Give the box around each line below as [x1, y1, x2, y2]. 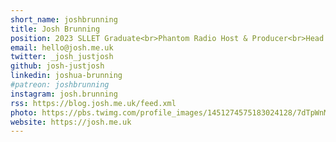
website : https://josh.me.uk [10, 117, 132, 127]
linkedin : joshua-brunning [10, 71, 123, 81]
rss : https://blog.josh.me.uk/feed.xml [10, 98, 177, 108]
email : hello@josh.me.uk [10, 42, 114, 53]
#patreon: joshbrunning [10, 80, 110, 90]
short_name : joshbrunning [10, 14, 118, 25]
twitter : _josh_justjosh [10, 52, 114, 62]
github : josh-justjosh [10, 61, 105, 71]
